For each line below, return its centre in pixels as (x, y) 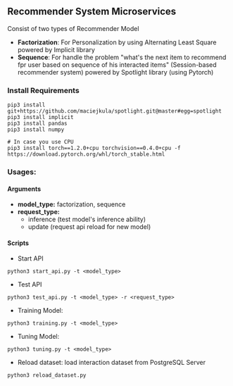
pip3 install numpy (36, 130)
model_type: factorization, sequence (71, 204)
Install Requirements (43, 90)
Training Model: (40, 311)
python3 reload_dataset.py (47, 375)
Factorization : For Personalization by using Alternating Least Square (117, 42)
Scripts (18, 243)
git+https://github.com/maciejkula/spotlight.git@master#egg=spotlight (114, 111)
